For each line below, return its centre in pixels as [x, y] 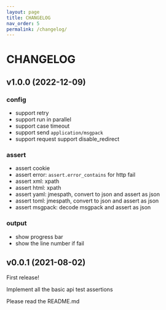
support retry [32, 113]
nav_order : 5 [23, 23]
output [17, 223]
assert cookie [33, 168]
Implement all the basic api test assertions [60, 289]
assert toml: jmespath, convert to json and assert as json [87, 201]
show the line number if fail [49, 243]
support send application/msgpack [59, 133]
